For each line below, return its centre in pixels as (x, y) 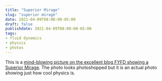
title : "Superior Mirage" (32, 10)
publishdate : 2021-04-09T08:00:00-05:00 (49, 29)
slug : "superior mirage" (31, 15)
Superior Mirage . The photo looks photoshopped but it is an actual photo (81, 67)
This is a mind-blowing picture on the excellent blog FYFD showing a (77, 62)
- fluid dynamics (24, 38)
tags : (11, 33)
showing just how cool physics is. (40, 73)
